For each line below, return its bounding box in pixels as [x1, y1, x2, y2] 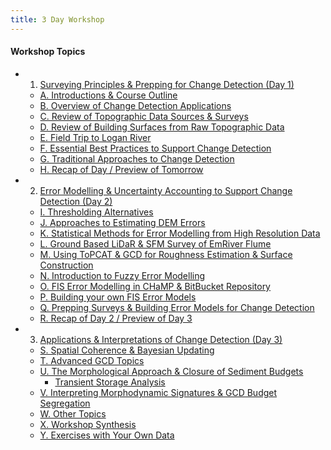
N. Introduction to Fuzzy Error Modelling [39, 269, 206, 281]
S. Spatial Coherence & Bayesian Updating [39, 344, 215, 356]
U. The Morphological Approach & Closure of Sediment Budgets [39, 365, 304, 377]
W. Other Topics [39, 407, 107, 420]
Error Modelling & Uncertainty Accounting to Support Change [39, 184, 293, 196]
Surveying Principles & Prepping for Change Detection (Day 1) [39, 78, 295, 90]
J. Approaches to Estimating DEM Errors [39, 216, 206, 228]
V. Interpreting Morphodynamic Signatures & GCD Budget [39, 386, 278, 398]
